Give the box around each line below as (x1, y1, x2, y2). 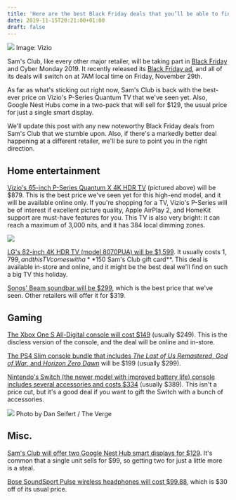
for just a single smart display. (7, 108, 94, 117)
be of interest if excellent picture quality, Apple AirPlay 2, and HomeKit (7, 206, 211, 215)
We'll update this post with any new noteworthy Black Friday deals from (7, 122, 214, 130)
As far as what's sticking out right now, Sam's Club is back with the (7, 86, 202, 94)
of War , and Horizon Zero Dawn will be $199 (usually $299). (7, 359, 181, 367)
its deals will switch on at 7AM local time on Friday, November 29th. (7, 72, 202, 81)
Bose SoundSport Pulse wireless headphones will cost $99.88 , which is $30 (7, 477, 228, 486)
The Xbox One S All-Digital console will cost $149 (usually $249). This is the (7, 330, 228, 339)
